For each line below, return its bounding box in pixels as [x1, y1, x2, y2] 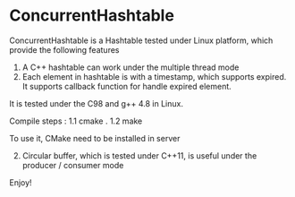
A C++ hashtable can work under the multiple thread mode [21, 62, 240, 73]
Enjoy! [9, 176, 33, 188]
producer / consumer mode [21, 159, 124, 170]
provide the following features [9, 44, 120, 55]
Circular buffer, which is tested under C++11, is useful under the [21, 150, 257, 161]
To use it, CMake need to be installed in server [9, 133, 181, 143]
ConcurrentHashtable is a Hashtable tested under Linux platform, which [9, 35, 274, 46]
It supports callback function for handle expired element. [21, 81, 232, 91]
